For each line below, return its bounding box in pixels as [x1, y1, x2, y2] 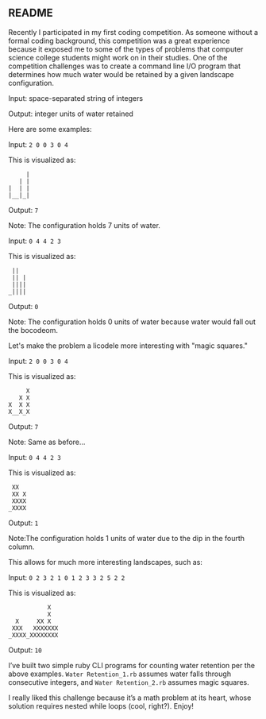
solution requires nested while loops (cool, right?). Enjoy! [8, 701, 195, 710]
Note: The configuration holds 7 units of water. [8, 220, 161, 230]
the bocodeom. [8, 325, 58, 334]
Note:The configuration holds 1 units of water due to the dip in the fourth [8, 533, 245, 543]
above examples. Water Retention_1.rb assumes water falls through [8, 669, 232, 678]
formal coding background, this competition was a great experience [8, 36, 230, 45]
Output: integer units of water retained [8, 109, 133, 118]
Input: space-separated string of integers [8, 93, 144, 102]
